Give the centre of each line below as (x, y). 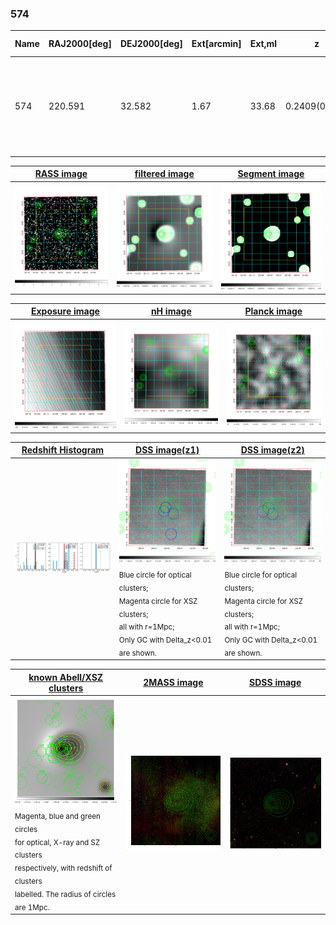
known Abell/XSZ (66, 677)
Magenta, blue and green (57, 816)
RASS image (61, 174)
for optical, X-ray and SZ (57, 842)
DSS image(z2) (272, 450)
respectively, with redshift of (63, 868)
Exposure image (65, 311)
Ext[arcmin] (216, 44)
